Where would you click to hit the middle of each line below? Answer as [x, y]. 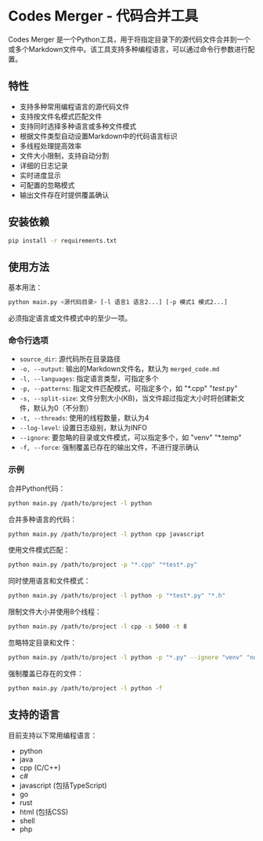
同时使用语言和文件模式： [49, 581]
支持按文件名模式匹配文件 [61, 116]
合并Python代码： [37, 488]
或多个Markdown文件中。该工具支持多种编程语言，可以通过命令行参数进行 [128, 49]
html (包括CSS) [44, 812]
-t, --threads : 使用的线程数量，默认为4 [84, 418]
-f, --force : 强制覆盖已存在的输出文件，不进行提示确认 [109, 448]
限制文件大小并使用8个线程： [55, 612]
